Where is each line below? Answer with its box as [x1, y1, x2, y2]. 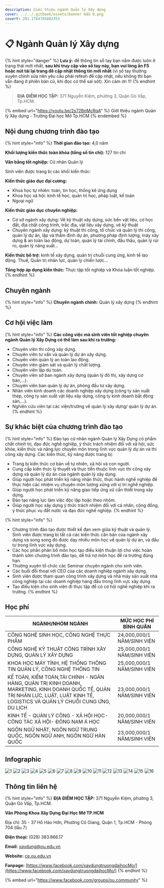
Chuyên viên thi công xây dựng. [12, 346, 77, 352]
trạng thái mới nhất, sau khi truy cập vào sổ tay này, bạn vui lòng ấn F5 [5, 63, 149, 69]
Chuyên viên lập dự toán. [12, 367, 63, 373]
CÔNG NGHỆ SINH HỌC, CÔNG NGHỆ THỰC [7, 631, 111, 638]
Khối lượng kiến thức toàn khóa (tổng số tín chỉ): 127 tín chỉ [5, 150, 126, 155]
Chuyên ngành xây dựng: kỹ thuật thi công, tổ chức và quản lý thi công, [12, 227, 156, 233]
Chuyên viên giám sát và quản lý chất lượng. [12, 362, 102, 368]
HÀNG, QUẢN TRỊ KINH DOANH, [7, 680, 82, 687]
